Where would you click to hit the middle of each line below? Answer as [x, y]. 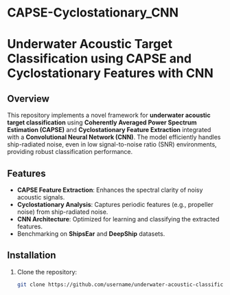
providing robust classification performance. [70, 152]
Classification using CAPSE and [100, 59]
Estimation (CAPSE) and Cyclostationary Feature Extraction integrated [109, 130]
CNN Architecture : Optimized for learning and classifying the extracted [118, 219]
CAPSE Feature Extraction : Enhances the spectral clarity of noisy [110, 190]
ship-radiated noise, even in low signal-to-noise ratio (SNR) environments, [112, 144]
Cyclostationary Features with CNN [111, 73]
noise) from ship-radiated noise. [62, 212]
